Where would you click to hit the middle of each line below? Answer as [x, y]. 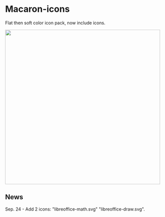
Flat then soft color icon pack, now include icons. [55, 23]
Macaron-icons [38, 9]
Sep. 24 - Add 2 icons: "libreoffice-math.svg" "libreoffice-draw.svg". [75, 209]
